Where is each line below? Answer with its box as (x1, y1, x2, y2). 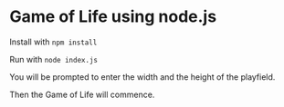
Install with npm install (9, 36, 98, 47)
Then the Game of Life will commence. (9, 89, 155, 100)
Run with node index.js (9, 53, 99, 64)
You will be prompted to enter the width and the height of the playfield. (9, 71, 276, 83)
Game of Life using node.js (9, 6, 217, 27)
